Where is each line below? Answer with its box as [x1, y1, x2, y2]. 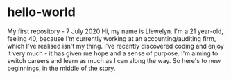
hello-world [7, 4, 76, 20]
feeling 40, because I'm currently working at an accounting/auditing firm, [7, 34, 216, 42]
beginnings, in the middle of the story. [7, 64, 116, 72]
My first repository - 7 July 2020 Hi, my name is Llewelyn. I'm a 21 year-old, [7, 27, 224, 35]
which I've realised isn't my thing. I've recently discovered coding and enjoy [7, 42, 224, 50]
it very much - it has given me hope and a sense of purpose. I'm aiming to [7, 49, 219, 58]
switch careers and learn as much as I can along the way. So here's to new [7, 56, 221, 64]
